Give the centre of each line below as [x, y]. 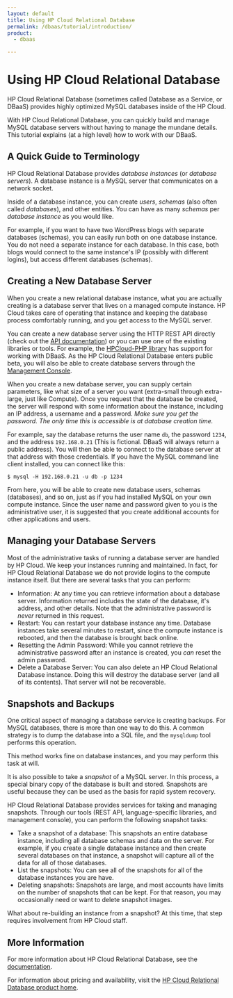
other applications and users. [49, 519]
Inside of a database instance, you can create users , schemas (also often [112, 202]
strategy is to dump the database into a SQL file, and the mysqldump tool [109, 735]
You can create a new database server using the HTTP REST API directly [111, 334]
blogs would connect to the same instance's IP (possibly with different [108, 252]
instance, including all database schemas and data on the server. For [116, 841]
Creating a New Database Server [80, 281]
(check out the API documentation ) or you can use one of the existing [107, 341]
